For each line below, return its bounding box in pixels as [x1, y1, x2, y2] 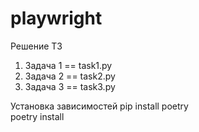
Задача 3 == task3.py [24, 80, 116, 92]
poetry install [10, 110, 65, 122]
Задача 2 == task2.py [24, 70, 116, 82]
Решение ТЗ [10, 40, 63, 52]
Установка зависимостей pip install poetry [10, 100, 189, 112]
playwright [10, 7, 103, 30]
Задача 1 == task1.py [24, 59, 113, 71]
